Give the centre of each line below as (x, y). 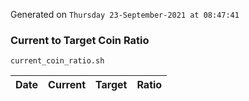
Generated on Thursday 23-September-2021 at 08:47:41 (125, 14)
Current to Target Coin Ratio (80, 40)
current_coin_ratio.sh (57, 61)
